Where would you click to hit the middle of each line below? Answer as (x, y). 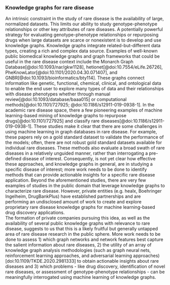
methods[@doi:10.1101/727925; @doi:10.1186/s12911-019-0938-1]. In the (80, 105)
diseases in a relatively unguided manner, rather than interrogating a (77, 153)
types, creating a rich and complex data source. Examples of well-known (81, 51)
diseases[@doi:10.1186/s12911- (133, 121)
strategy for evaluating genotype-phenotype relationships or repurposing (82, 35)
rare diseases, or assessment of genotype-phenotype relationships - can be (85, 272)
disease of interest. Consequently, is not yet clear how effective (89, 159)
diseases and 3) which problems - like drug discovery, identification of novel (85, 266)
